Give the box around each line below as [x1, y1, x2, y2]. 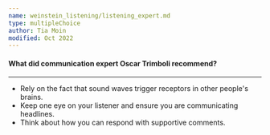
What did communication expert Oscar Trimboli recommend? [8, 58, 218, 68]
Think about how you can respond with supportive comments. [19, 117, 226, 128]
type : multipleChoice [8, 19, 81, 27]
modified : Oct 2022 [8, 34, 74, 42]
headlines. [19, 109, 55, 119]
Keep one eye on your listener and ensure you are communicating [19, 101, 239, 110]
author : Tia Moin [8, 26, 67, 34]
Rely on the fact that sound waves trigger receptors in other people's [19, 84, 249, 93]
